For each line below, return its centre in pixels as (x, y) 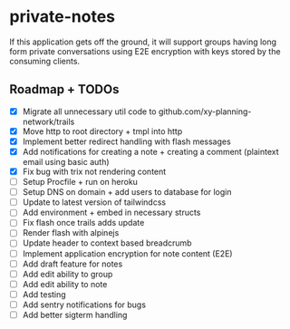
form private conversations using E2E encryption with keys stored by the (145, 51)
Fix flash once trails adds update (83, 223)
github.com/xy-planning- (205, 111)
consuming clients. (44, 61)
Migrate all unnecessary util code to (89, 111)
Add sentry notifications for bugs (84, 305)
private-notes (63, 17)
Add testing (44, 294)
